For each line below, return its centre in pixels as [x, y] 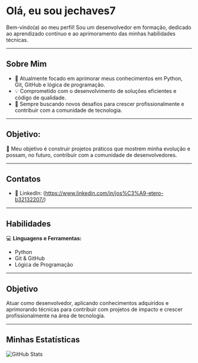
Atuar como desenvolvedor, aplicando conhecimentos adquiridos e [88, 303]
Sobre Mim [27, 64]
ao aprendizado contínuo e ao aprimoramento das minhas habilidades [91, 33]
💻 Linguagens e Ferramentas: [44, 239]
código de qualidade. [40, 97]
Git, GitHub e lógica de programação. [60, 85]
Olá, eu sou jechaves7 [61, 11]
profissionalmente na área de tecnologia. [56, 316]
